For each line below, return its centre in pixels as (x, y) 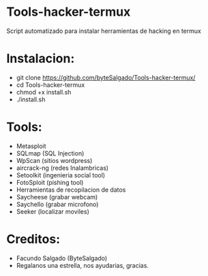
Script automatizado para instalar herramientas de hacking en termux (104, 31)
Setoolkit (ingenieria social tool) (61, 175)
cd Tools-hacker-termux (50, 85)
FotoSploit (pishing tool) (50, 182)
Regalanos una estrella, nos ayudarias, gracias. (83, 265)
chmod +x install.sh (44, 92)
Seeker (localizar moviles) (53, 211)
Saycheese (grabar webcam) (57, 197)
